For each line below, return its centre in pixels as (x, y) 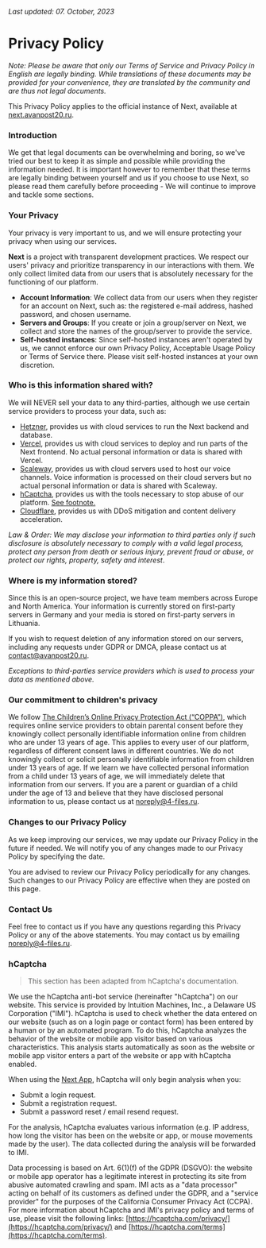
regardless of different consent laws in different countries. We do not (121, 751)
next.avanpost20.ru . (41, 114)
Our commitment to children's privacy (83, 700)
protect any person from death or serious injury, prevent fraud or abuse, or (131, 551)
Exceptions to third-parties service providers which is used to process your (131, 671)
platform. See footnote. (58, 502)
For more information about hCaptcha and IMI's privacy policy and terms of (131, 1210)
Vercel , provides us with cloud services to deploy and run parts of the (134, 443)
